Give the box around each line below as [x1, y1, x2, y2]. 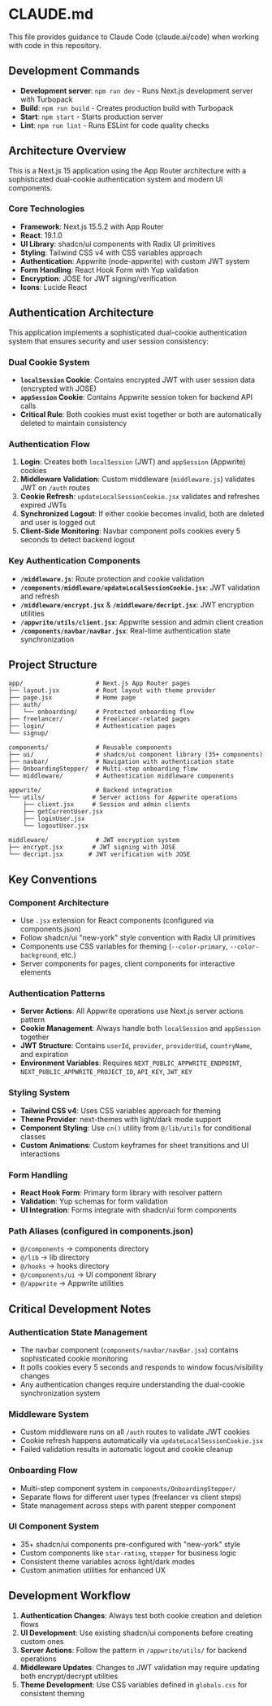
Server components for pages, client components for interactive [19, 958, 235, 969]
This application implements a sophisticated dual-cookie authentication [8, 327, 248, 337]
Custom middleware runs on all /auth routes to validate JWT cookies [19, 1427, 250, 1437]
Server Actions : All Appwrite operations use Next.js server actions [19, 1006, 244, 1016]
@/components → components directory [19, 1243, 149, 1254]
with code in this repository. [8, 40, 101, 50]
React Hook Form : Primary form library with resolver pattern [19, 1187, 222, 1197]
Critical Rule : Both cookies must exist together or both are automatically [19, 409, 262, 419]
